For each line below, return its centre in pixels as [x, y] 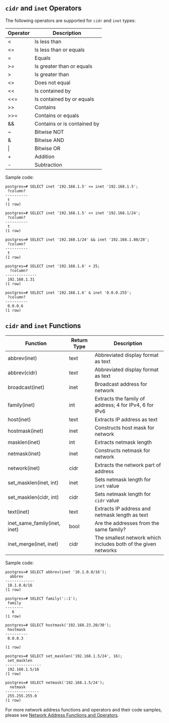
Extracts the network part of [128, 465]
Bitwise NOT [49, 132]
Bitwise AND [49, 140]
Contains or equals [57, 115]
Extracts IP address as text [126, 419]
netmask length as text [121, 515]
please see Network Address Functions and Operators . [62, 715]
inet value [107, 486]
